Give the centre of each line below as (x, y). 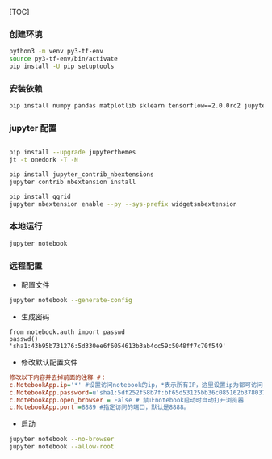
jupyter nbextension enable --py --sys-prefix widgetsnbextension (123, 204)
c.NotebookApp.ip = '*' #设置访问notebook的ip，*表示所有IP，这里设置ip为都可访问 (136, 385)
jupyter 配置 (33, 128)
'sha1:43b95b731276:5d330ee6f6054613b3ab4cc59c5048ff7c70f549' (118, 346)
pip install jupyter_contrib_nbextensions (82, 175)
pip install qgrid (40, 196)
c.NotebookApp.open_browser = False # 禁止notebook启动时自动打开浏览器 (127, 400)
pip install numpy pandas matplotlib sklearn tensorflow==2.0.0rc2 (125, 106)
